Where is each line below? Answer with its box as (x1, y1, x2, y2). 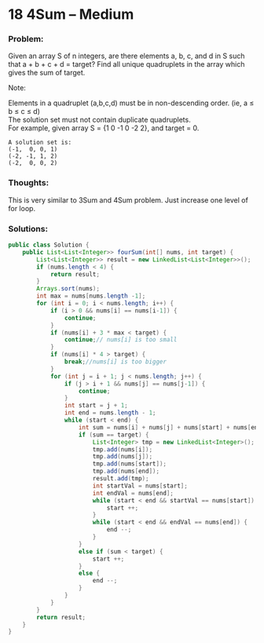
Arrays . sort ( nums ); (36, 285, 101, 293)
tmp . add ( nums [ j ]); (92, 453, 153, 461)
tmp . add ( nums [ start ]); (92, 460, 167, 468)
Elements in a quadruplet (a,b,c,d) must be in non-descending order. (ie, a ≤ (8, 98, 255, 108)
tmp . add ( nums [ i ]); (92, 445, 153, 453)
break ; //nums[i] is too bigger (64, 358, 167, 366)
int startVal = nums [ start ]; (92, 481, 189, 490)
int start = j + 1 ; (64, 402, 128, 410)
